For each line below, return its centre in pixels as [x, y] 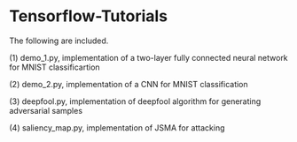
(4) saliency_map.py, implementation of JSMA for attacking [117, 127]
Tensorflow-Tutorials [89, 16]
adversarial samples [46, 110]
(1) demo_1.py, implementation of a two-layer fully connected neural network [148, 57]
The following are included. [59, 41]
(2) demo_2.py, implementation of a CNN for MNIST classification [129, 84]
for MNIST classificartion [55, 67]
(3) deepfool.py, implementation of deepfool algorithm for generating [135, 101]
